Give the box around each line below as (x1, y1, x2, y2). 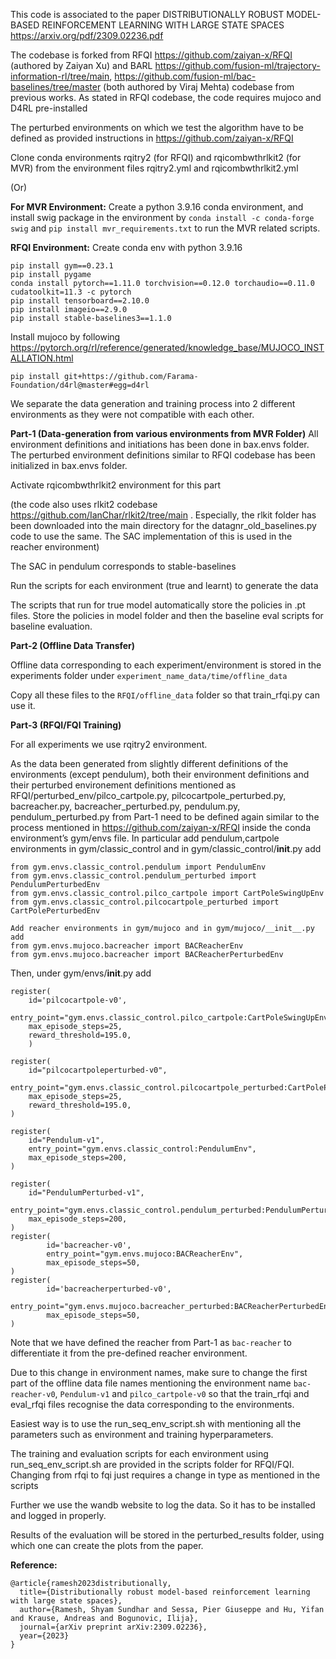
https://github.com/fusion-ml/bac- (114, 70, 257, 82)
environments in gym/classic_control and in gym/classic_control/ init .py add (10, 843, 322, 854)
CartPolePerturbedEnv (10, 906, 101, 916)
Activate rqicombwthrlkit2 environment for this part (10, 479, 222, 491)
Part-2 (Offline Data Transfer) (10, 640, 136, 651)
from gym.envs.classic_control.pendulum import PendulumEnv (10, 862, 267, 872)
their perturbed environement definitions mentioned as (10, 779, 237, 791)
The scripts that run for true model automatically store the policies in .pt (10, 599, 306, 611)
